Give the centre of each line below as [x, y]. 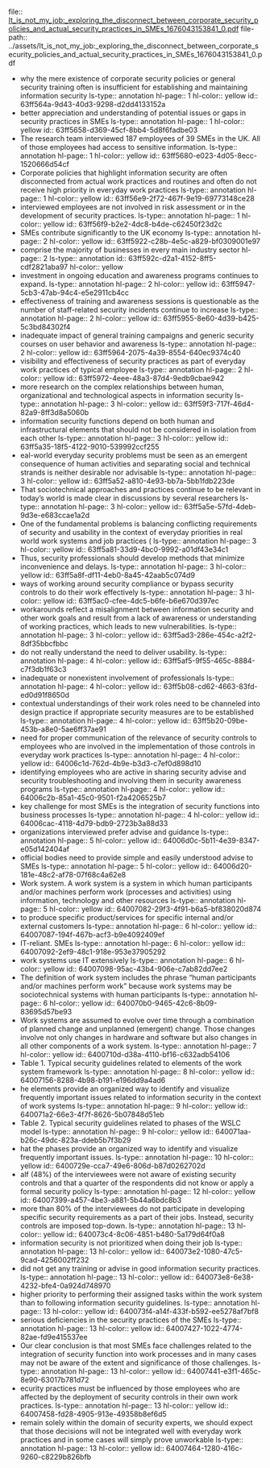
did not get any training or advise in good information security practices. [140, 1269]
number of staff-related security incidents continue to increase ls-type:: [139, 310]
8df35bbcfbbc [44, 643]
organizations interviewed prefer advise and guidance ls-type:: [125, 832]
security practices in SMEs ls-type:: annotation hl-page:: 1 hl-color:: [132, 121]
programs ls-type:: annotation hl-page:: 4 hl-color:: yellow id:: [123, 789]
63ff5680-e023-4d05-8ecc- [210, 156]
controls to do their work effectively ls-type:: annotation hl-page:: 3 [132, 592]
